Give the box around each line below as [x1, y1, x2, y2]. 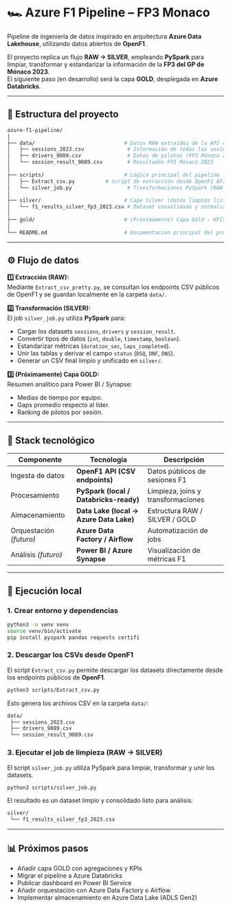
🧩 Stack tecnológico [7, 434, 95, 446]
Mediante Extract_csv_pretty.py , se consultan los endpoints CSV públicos [7, 283, 220, 292]
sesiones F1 [147, 475, 187, 485]
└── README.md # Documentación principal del [7, 229, 214, 236]
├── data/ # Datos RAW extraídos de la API [7, 140, 220, 147]
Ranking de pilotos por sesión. [16, 408, 103, 416]
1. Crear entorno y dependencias [7, 605, 118, 615]
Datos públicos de [147, 466, 206, 476]
